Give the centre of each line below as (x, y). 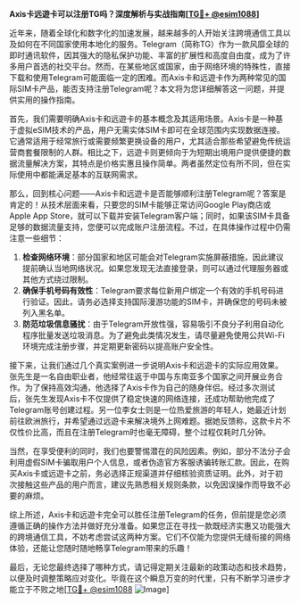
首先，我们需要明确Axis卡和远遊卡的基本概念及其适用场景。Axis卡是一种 (142, 119)
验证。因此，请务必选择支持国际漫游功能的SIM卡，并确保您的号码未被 (158, 301)
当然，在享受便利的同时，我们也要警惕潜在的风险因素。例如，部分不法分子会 (150, 451)
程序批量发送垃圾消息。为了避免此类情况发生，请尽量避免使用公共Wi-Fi (154, 335)
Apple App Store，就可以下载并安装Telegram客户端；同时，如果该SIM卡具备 (150, 216)
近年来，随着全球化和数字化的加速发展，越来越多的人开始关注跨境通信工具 (146, 33)
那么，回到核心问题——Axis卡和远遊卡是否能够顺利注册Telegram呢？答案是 (148, 194)
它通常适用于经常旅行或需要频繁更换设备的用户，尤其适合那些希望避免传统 (146, 141)
